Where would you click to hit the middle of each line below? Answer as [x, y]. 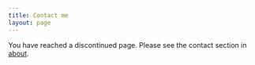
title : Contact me [38, 15]
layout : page [30, 23]
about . [19, 53]
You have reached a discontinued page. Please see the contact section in [127, 45]
